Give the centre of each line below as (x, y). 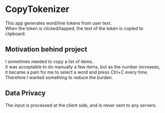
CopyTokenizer (37, 9)
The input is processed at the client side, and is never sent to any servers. (81, 105)
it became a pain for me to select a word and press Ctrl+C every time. (77, 72)
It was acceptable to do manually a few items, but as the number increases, (83, 66)
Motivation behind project (46, 49)
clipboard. (15, 33)
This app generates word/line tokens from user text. (59, 23)
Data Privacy (25, 93)
